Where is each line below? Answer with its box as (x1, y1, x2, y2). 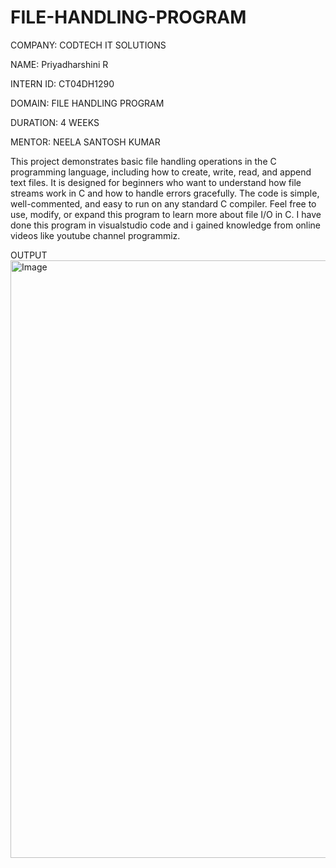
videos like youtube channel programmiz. (10, 229, 181, 241)
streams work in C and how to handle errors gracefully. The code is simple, (10, 187, 320, 199)
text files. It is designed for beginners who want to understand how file (10, 176, 302, 188)
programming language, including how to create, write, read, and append (10, 166, 312, 178)
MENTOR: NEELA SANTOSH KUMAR (10, 136, 161, 148)
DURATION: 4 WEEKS (10, 116, 100, 128)
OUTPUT (10, 249, 48, 261)
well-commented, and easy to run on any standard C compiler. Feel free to (10, 197, 317, 210)
